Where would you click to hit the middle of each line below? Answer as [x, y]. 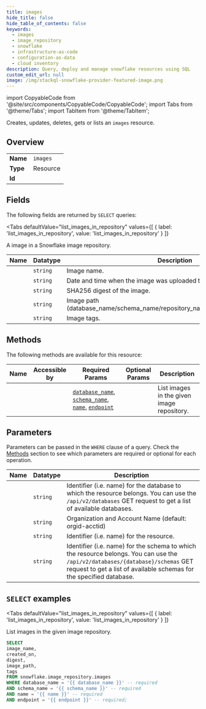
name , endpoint [93, 407]
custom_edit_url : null [35, 75]
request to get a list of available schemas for [130, 569]
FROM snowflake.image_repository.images [59, 677]
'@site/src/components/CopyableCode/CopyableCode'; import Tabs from [100, 104]
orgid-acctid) [86, 526]
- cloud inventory [36, 63]
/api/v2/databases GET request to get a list [129, 501]
